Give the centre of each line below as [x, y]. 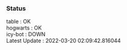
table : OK [19, 22]
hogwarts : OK [24, 28]
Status [16, 8]
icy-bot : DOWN [26, 34]
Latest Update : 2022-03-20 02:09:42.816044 [64, 41]
